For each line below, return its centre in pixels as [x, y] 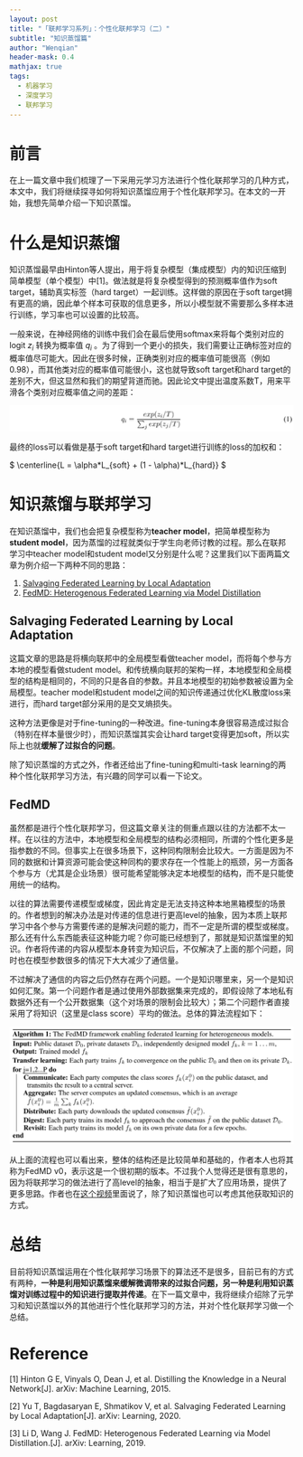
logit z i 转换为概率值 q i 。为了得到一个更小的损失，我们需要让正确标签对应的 [151, 346]
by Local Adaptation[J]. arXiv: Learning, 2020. [96, 1415]
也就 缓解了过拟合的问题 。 [72, 745]
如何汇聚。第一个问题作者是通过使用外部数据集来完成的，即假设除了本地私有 [151, 990]
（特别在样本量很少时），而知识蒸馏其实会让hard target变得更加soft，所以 [146, 733]
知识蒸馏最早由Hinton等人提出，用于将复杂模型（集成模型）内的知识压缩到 [148, 270]
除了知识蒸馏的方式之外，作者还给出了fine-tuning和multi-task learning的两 [148, 764]
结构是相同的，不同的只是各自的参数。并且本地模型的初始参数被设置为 [155, 681]
